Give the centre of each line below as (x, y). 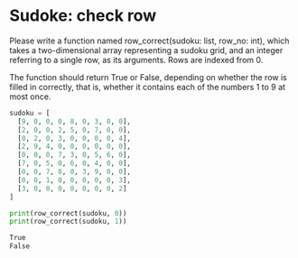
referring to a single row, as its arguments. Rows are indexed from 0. (136, 60)
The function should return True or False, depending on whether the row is (148, 77)
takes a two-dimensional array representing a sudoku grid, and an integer (146, 50)
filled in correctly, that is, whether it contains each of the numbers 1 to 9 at (148, 87)
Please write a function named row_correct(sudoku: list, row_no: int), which (149, 41)
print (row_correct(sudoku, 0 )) (68, 213)
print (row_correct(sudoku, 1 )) (68, 222)
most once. (30, 97)
